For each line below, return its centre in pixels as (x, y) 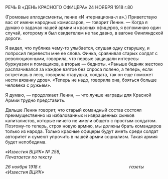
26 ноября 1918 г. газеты (75, 167)
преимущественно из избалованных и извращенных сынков (70, 115)
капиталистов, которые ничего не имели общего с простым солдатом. (81, 121)
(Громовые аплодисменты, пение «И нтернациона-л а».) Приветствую (81, 17)
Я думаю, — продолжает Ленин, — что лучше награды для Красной (78, 95)
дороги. (14, 38)
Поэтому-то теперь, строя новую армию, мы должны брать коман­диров (83, 126)
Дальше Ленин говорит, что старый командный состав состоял (73, 110)
